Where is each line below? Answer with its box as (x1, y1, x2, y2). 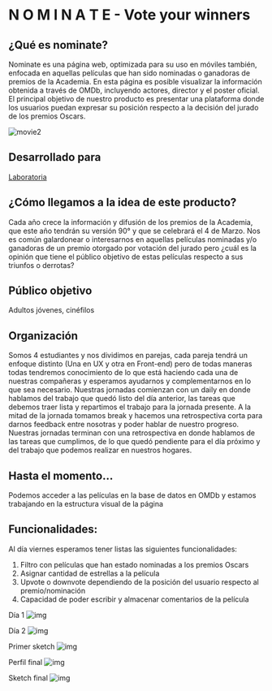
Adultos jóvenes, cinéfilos (8, 305, 95, 315)
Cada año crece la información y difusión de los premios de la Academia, (8, 217, 253, 227)
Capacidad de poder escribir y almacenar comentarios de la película (19, 594, 249, 604)
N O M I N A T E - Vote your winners (8, 6, 251, 24)
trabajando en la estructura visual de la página (8, 499, 164, 509)
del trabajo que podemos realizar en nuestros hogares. (8, 445, 192, 456)
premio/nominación (19, 585, 86, 595)
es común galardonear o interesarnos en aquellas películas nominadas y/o (8, 234, 257, 244)
